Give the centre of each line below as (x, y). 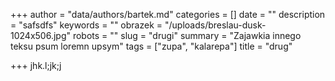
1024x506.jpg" (40, 35)
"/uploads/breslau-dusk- (215, 25)
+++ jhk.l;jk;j (36, 65)
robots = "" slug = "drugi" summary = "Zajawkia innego (187, 35)
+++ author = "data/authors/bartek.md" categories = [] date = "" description (168, 14)
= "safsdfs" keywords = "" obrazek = (86, 25)
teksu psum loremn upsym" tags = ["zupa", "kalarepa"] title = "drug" (151, 46)
